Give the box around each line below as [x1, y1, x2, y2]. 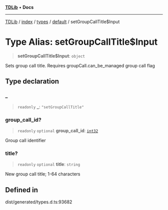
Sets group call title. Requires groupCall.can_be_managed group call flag [5, 62, 155, 68]
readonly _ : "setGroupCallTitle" [17, 103, 84, 110]
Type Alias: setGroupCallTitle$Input [5, 36, 158, 48]
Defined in [5, 185, 38, 194]
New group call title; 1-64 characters [5, 171, 80, 177]
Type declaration [5, 77, 59, 86]
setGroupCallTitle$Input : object [17, 53, 85, 59]
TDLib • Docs [5, 5, 34, 10]
